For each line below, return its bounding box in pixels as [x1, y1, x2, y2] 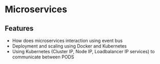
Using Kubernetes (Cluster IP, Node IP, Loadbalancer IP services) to [12, 49, 155, 54]
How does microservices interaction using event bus [12, 37, 123, 44]
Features [5, 24, 34, 33]
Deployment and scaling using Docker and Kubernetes [12, 43, 127, 49]
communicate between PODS [12, 54, 74, 60]
